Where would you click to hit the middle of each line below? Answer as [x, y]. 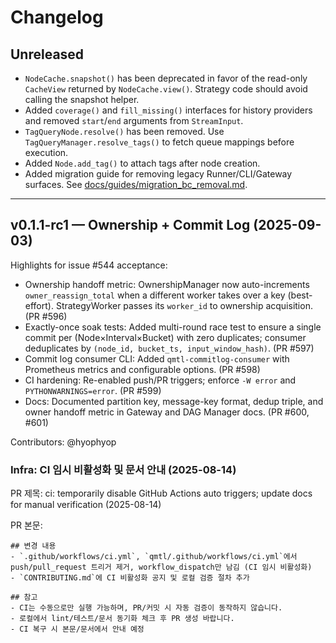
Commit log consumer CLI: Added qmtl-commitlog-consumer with [157, 358]
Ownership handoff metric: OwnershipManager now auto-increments [167, 284]
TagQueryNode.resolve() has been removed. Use [124, 131]
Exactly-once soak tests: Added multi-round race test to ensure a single [173, 327]
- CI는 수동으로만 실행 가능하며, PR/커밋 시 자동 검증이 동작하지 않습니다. [146, 608]
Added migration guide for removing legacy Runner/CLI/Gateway [158, 174]
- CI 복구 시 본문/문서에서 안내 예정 [77, 629]
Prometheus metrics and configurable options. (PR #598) [142, 369]
